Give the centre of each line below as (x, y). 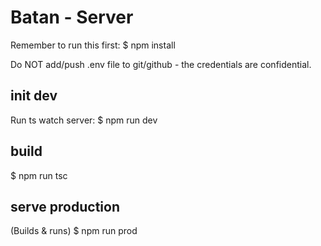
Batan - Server (72, 17)
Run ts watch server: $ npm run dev (84, 120)
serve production (65, 206)
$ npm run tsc (39, 175)
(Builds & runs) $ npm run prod (74, 231)
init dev (34, 96)
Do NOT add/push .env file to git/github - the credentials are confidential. (161, 64)
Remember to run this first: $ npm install (93, 45)
